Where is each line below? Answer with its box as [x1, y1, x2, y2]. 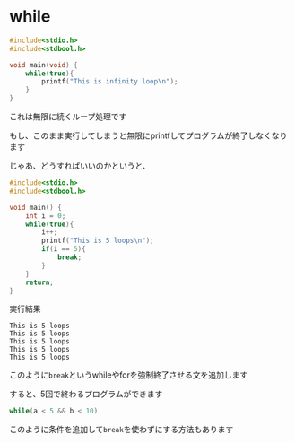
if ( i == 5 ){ [41, 245, 87, 254]
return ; [25, 278, 54, 287]
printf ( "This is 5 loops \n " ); [41, 236, 154, 246]
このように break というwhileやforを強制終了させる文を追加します [9, 369, 248, 380]
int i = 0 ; [25, 211, 66, 221]
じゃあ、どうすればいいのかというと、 [9, 161, 151, 171]
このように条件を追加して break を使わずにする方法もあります [9, 424, 234, 435]
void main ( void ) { [9, 60, 78, 69]
